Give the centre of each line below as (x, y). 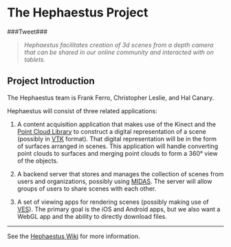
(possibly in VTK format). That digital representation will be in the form (117, 139)
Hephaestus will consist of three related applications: (82, 110)
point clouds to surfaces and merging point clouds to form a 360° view (117, 153)
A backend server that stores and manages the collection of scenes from (120, 174)
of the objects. (37, 161)
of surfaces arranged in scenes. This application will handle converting (118, 146)
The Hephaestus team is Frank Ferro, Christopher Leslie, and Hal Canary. (111, 97)
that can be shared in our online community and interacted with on (119, 52)
